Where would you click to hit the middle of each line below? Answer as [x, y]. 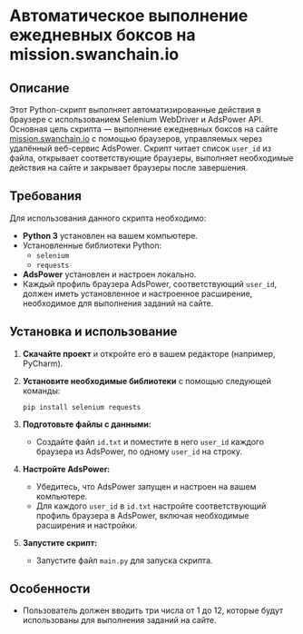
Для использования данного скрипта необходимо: [108, 218]
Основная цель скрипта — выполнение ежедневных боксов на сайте [144, 129]
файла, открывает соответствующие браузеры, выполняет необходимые [151, 158]
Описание [39, 88]
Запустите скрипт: [60, 542]
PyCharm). [43, 363]
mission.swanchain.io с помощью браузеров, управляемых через [136, 139]
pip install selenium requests [82, 407]
